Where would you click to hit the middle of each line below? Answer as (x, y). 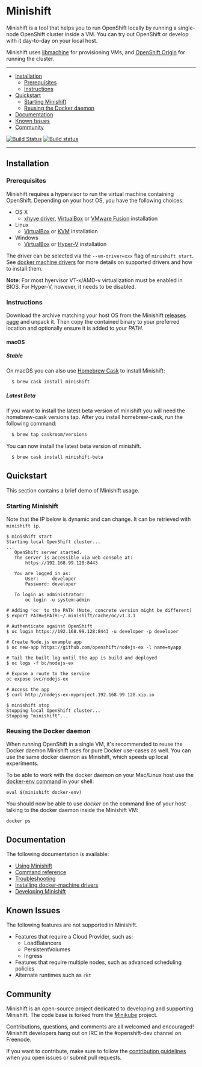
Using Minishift (33, 866)
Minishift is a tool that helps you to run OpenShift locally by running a (92, 28)
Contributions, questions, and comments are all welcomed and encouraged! (100, 1027)
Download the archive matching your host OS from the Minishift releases (96, 315)
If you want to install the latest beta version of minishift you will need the (96, 411)
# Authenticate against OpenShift (50, 626)
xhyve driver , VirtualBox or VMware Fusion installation (91, 218)
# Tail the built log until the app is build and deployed (82, 658)
